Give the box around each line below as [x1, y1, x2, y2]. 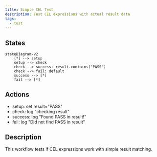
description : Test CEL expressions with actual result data [5, 12, 131, 17]
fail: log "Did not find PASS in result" [12, 119, 86, 125]
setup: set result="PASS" [12, 103, 63, 109]
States [5, 39, 25, 47]
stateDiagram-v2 [5, 52, 38, 57]
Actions [5, 91, 29, 99]
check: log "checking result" [12, 108, 70, 115]
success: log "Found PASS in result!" [12, 114, 87, 119]
